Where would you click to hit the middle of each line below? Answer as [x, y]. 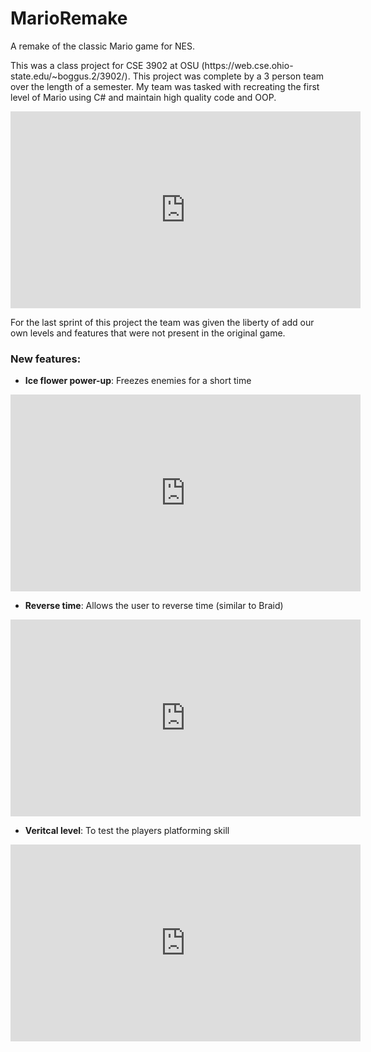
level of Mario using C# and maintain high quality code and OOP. [143, 97]
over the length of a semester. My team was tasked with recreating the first [165, 86]
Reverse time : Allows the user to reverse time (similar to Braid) [154, 606]
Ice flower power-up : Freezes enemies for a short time [138, 381]
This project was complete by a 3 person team [228, 76]
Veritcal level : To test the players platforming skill [127, 831]
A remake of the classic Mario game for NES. [103, 46]
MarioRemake [69, 18]
